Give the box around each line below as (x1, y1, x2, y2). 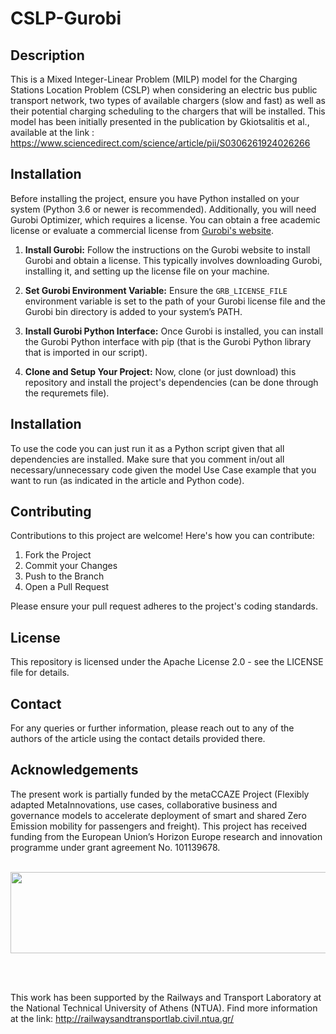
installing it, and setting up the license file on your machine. (24, 265, 270, 277)
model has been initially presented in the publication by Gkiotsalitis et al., (10, 116, 310, 127)
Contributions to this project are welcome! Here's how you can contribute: (10, 530, 315, 542)
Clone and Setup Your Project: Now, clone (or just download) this (24, 365, 297, 377)
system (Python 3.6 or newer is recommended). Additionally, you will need (10, 203, 317, 215)
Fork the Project (24, 549, 92, 561)
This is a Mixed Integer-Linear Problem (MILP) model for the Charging (10, 73, 298, 85)
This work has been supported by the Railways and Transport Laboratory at (10, 991, 322, 1003)
